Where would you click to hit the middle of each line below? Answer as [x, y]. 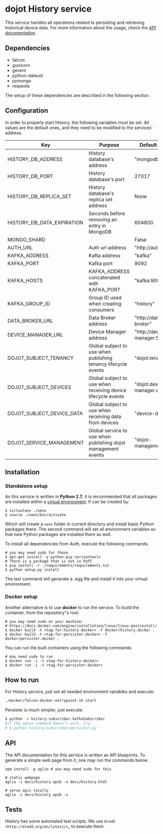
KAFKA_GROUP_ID [29, 303]
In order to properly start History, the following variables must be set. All [77, 122]
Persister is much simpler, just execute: [44, 710]
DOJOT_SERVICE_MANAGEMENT [46, 442]
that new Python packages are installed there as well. [58, 535]
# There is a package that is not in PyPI [49, 561]
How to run [22, 680]
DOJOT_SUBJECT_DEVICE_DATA [45, 413]
